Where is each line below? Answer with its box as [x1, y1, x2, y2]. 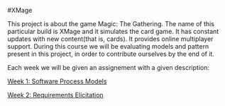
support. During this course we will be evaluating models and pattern [7, 42, 209, 50]
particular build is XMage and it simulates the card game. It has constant [7, 28, 219, 35]
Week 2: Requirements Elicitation [7, 91, 104, 99]
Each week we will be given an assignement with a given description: [7, 64, 210, 71]
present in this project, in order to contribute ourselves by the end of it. [7, 49, 215, 58]
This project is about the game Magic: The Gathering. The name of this [7, 20, 215, 28]
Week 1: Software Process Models [7, 77, 107, 86]
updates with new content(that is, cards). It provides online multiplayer [7, 35, 214, 43]
